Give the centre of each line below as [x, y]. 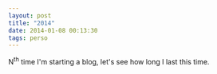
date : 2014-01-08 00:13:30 [53, 30]
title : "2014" [32, 23]
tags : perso [28, 38]
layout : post [30, 16]
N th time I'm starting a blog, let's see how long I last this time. [109, 61]
